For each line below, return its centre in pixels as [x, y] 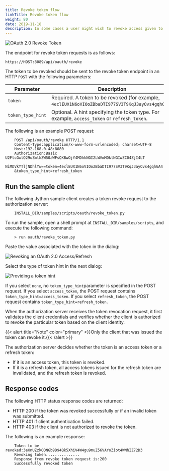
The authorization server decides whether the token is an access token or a [83, 347]
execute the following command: [39, 228]
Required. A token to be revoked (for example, [105, 98]
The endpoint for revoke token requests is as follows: [60, 53]
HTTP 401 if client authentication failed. [53, 421]
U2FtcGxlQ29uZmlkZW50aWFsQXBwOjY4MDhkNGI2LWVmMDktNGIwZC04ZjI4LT [75, 158]
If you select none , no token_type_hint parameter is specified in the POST [80, 285]
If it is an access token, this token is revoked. [59, 362]
